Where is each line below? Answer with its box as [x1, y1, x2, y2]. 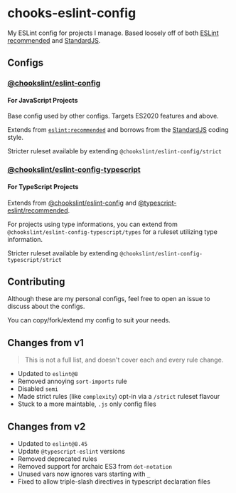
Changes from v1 [7, 337, 84, 349]
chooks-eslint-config [7, 5, 136, 21]
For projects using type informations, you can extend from [7, 220, 178, 228]
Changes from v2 [7, 420, 86, 432]
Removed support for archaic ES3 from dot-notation [17, 462, 173, 471]
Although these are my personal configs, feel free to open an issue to [7, 295, 210, 303]
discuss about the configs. [7, 302, 85, 311]
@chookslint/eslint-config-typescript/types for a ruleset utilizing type [7, 227, 218, 236]
